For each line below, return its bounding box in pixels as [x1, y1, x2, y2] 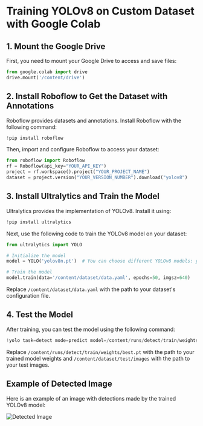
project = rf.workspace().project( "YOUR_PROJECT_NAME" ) [6, 169, 150, 175]
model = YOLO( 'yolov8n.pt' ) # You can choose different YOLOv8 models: [6, 258, 193, 264]
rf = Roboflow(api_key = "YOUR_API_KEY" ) [6, 163, 107, 169]
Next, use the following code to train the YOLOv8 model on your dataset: [6, 230, 187, 237]
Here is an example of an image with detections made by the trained [6, 395, 176, 402]
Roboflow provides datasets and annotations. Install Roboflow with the [6, 117, 182, 124]
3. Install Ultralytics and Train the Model [6, 191, 160, 202]
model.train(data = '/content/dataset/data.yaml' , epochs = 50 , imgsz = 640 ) [6, 275, 190, 281]
